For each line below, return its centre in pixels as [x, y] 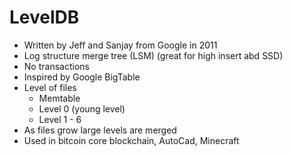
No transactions [56, 66]
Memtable [59, 98]
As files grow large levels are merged [100, 130]
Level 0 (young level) [82, 108]
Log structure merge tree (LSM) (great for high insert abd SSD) [153, 55]
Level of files [50, 87]
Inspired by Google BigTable [82, 77]
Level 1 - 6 [60, 119]
